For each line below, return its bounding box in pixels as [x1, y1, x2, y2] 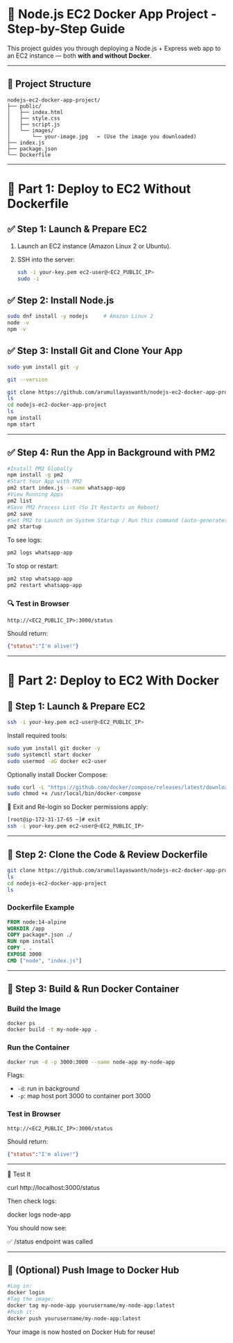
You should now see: [7, 1223, 67, 1232]
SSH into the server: [17, 255, 75, 264]
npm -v [7, 326, 26, 333]
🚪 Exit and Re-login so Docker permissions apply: [7, 803, 148, 811]
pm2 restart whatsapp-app [7, 582, 82, 589]
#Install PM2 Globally [7, 465, 73, 472]
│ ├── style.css [7, 115, 60, 122]
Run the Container [7, 1043, 70, 1052]
